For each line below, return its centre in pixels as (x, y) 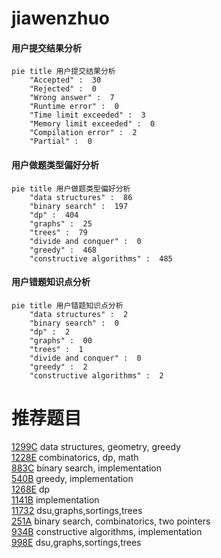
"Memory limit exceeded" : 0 (92, 124)
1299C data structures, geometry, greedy (96, 446)
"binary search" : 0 (74, 323)
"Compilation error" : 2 (83, 133)
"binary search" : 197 (79, 206)
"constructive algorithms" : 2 (96, 375)
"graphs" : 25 (61, 223)
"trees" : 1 (56, 349)
